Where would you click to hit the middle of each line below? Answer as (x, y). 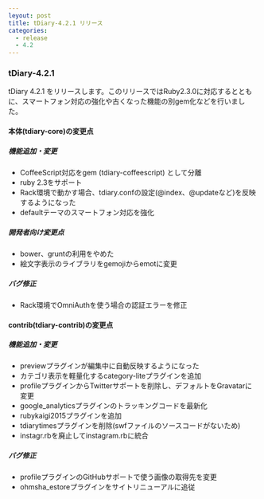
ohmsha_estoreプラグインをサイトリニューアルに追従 (107, 487)
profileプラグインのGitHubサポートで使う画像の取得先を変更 (118, 477)
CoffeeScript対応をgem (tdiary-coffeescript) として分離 (111, 172)
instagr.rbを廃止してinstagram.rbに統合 (84, 436)
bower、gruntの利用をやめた (67, 253)
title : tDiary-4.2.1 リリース (56, 23)
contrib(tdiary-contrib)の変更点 (61, 324)
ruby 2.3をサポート (51, 182)
